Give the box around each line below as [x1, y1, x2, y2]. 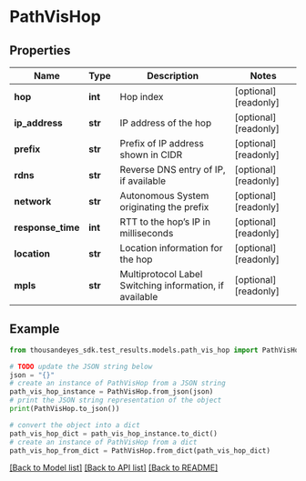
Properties [9, 43, 71, 58]
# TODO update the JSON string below [9, 362, 153, 371]
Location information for [119, 242, 223, 254]
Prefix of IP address [119, 137, 205, 149]
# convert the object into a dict [9, 420, 141, 429]
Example [9, 321, 60, 337]
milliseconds [119, 227, 174, 239]
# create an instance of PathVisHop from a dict [9, 437, 198, 446]
